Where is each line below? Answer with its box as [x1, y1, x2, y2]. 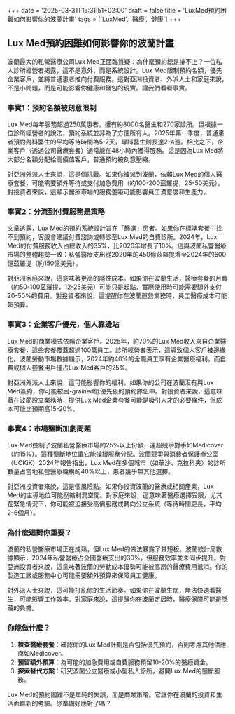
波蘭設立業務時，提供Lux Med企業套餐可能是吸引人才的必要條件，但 [19, 396, 217, 404]
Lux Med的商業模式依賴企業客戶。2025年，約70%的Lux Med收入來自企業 [7, 337, 220, 345]
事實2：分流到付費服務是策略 [7, 207, 105, 217]
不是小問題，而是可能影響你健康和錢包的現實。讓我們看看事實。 [7, 83, 191, 92]
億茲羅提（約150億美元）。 [7, 259, 82, 268]
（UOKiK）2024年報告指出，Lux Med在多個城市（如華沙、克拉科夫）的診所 [7, 459, 226, 466]
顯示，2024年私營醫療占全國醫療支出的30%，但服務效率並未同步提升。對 [13, 553, 226, 563]
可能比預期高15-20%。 [13, 404, 79, 412]
